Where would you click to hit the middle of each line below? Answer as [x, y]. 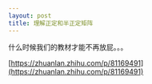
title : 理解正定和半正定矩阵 [51, 23]
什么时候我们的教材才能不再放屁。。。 [68, 47]
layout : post [30, 16]
